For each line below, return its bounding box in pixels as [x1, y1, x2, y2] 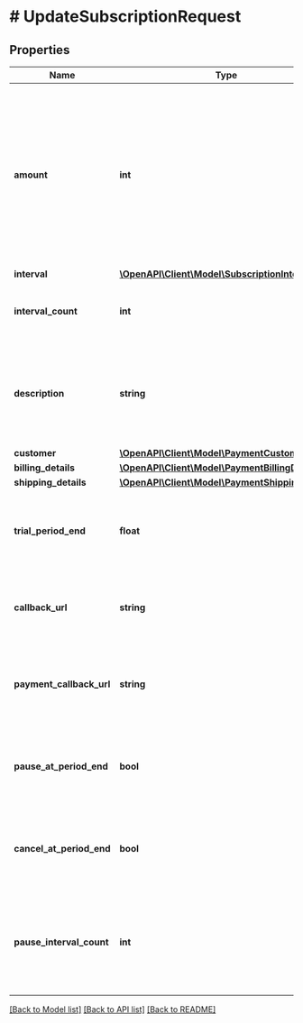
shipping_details [14, 476, 87, 489]
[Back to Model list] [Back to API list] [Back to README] [9, 1004, 216, 1015]
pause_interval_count [14, 936, 110, 948]
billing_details [14, 461, 75, 474]
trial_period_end [14, 525, 86, 537]
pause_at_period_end [14, 760, 108, 772]
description [14, 388, 65, 399]
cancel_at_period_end [14, 843, 111, 854]
